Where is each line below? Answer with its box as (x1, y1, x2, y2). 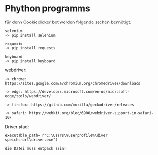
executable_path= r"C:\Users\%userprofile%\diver (5, 133, 108, 138)
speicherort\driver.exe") (5, 137, 58, 142)
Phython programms (5, 3, 90, 14)
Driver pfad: (5, 123, 29, 130)
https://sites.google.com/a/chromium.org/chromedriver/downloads (5, 81, 140, 86)
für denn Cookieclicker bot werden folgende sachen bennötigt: (5, 19, 132, 25)
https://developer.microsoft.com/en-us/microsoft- (24, 89, 130, 94)
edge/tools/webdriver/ (5, 93, 51, 98)
